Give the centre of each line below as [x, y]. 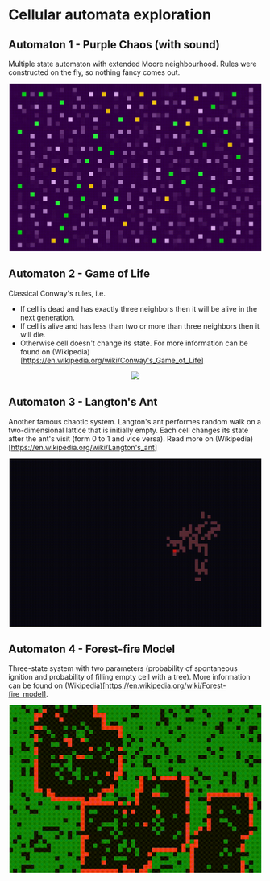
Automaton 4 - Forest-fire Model [92, 649]
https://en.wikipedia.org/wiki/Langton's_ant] [84, 447]
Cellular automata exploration [110, 15]
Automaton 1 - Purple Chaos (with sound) [114, 45]
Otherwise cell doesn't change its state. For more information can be [134, 343]
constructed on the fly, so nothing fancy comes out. [94, 72]
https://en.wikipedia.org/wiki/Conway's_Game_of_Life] [113, 360]
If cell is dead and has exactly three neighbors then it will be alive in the [139, 308]
